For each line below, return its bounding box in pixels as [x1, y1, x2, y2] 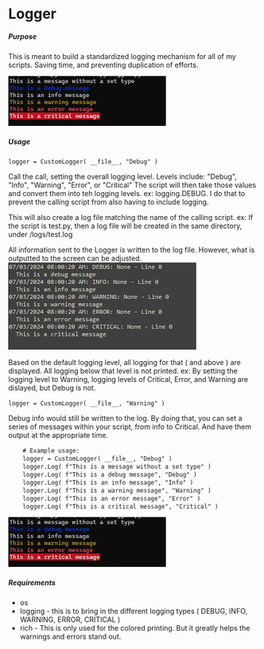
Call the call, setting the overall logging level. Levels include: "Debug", [8, 172, 237, 182]
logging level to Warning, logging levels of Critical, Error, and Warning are [8, 375, 249, 384]
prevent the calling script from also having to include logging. [8, 197, 209, 207]
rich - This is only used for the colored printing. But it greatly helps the [19, 623, 250, 633]
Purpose [8, 31, 37, 41]
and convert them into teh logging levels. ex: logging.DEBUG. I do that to [8, 189, 246, 199]
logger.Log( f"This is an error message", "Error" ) [22, 495, 201, 503]
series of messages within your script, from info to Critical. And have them [8, 422, 252, 431]
